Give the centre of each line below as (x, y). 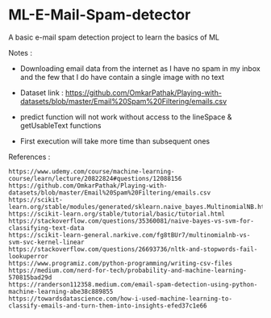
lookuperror (28, 256)
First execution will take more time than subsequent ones (115, 141)
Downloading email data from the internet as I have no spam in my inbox (140, 68)
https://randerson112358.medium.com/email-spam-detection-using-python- (133, 284)
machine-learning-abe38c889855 (61, 291)
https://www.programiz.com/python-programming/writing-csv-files (120, 263)
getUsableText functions (60, 125)
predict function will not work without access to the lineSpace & (126, 117)
